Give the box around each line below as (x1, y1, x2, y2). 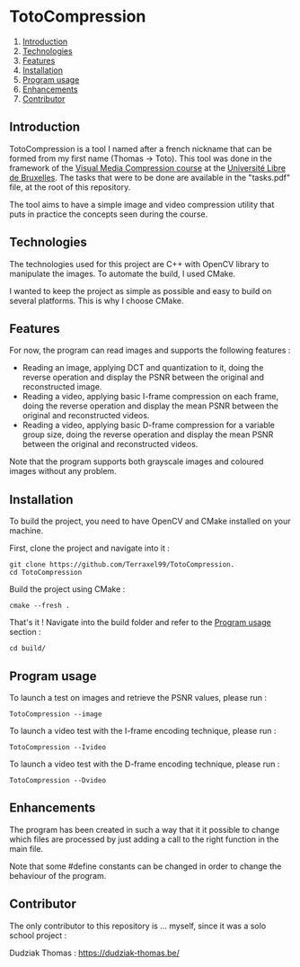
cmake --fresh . (9, 601, 70, 611)
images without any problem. (9, 466, 117, 477)
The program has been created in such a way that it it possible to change (9, 824, 280, 835)
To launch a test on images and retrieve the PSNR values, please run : (9, 693, 268, 703)
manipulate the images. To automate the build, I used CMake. (9, 268, 236, 279)
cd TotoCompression (9, 569, 83, 578)
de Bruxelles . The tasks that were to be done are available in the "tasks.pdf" (9, 172, 290, 183)
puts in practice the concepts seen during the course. (9, 209, 208, 219)
